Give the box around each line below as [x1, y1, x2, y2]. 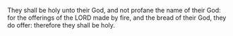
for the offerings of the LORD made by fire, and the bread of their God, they [7, 13, 227, 22]
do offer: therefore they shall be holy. [7, 21, 115, 29]
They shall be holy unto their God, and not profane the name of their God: [7, 6, 221, 14]
